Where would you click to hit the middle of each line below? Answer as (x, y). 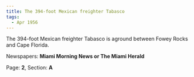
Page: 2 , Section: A (29, 68)
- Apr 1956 (25, 22)
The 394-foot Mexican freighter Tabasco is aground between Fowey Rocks (97, 39)
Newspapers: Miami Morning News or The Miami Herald (76, 57)
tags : (13, 17)
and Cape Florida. (28, 45)
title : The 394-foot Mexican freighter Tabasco (66, 11)
